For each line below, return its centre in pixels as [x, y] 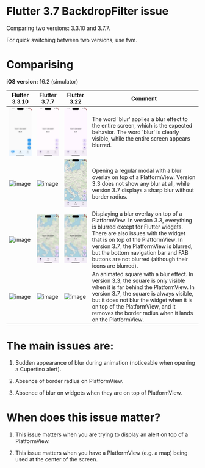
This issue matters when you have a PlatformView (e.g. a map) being [101, 453]
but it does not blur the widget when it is [142, 300]
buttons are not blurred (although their [140, 259]
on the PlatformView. [118, 320]
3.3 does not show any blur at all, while [141, 184]
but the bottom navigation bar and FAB [140, 252]
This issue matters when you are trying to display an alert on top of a [102, 434]
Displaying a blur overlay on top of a [137, 214]
